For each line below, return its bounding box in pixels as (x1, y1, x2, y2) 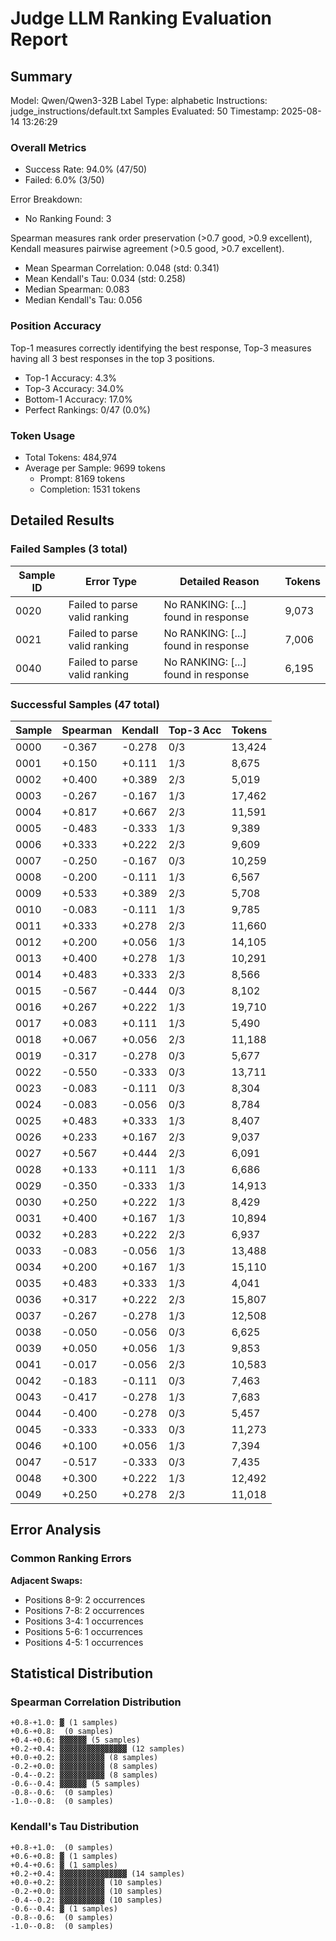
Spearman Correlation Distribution (10, 1695, 182, 1709)
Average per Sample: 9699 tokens (24, 462, 166, 474)
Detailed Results (10, 512, 115, 529)
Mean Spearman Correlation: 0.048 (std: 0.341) (24, 262, 220, 274)
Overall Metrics (10, 140, 87, 154)
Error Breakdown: (10, 193, 83, 206)
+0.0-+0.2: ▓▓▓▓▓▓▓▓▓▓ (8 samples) (10, 1753, 159, 1763)
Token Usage (10, 428, 76, 442)
